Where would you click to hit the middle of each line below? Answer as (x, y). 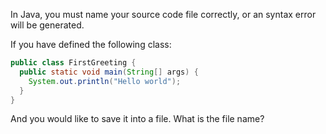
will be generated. (47, 25)
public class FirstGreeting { (73, 63)
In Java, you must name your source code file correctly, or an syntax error (163, 14)
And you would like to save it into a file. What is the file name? (137, 119)
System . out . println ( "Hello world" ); (105, 81)
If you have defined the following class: (91, 44)
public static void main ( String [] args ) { (109, 72)
